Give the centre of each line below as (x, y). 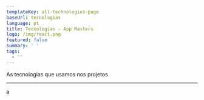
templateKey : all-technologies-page (53, 12)
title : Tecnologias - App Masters (50, 29)
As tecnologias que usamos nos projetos (57, 74)
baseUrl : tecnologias (34, 18)
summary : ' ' (23, 46)
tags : (13, 52)
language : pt (23, 23)
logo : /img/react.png (34, 35)
